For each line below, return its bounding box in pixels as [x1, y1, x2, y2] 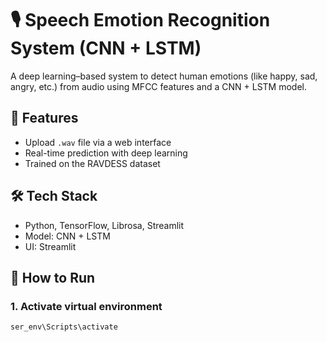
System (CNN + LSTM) [10, 37, 202, 60]
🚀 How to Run [10, 269, 96, 286]
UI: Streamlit [24, 240, 77, 252]
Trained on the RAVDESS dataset [24, 157, 161, 169]
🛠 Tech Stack [10, 188, 98, 205]
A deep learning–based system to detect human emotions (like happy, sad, [10, 70, 318, 82]
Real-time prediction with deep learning [24, 147, 188, 159]
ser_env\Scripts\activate [10, 322, 118, 332]
